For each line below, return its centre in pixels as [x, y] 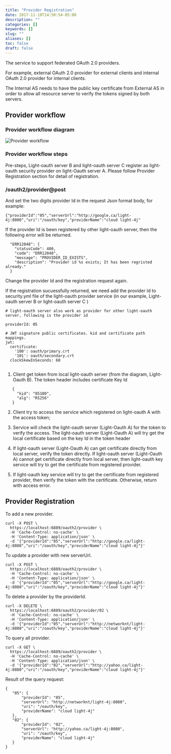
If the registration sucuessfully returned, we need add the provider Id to [81, 291]
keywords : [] [19, 29]
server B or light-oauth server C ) [54, 301]
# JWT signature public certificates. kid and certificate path [75, 333]
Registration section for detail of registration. [52, 176]
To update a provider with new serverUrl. [49, 555]
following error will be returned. [38, 235]
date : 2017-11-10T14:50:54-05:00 [41, 15]
